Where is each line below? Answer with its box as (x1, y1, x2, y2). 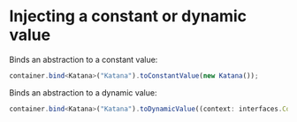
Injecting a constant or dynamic (9, 6, 247, 27)
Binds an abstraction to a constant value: (9, 54, 158, 65)
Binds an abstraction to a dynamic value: (9, 87, 157, 98)
